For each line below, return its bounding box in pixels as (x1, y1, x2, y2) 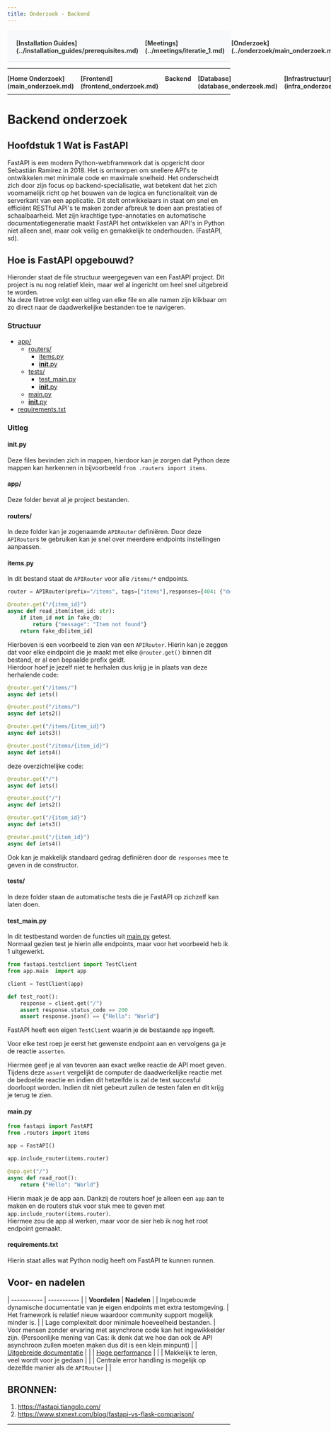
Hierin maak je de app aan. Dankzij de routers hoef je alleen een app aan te (7, 1194, 225, 1202)
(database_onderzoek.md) (197, 82, 278, 90)
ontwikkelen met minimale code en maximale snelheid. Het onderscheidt (7, 173, 219, 182)
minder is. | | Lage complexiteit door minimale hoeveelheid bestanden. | (7, 1318, 216, 1326)
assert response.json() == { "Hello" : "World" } (20, 1013, 160, 1020)
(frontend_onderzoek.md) (80, 82, 159, 90)
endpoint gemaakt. (7, 1224, 62, 1233)
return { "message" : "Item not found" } (33, 621, 147, 628)
